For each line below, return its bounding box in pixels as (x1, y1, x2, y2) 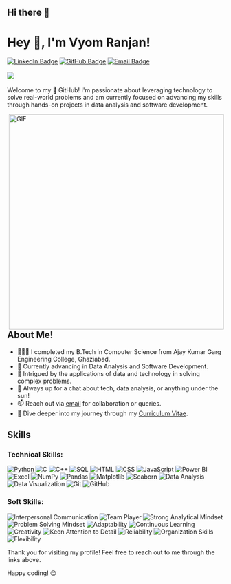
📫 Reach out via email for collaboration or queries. (16, 399, 162, 407)
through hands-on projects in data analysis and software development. (7, 101, 208, 109)
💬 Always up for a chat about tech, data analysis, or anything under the (16, 384, 219, 393)
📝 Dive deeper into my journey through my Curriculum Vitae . (16, 409, 188, 417)
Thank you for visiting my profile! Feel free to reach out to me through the (7, 548, 215, 556)
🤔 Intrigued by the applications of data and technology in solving (16, 369, 201, 377)
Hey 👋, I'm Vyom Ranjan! (7, 34, 151, 50)
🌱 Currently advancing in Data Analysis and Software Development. (16, 362, 208, 371)
